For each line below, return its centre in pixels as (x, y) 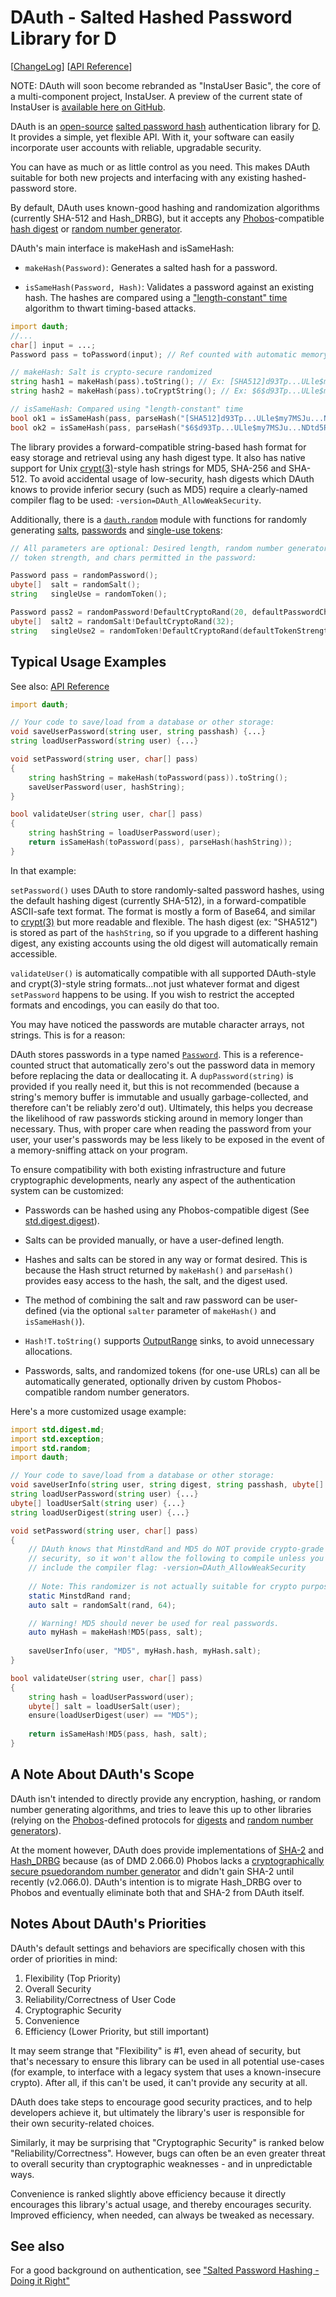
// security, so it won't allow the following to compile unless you (176, 1559)
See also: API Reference (60, 686)
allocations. (48, 1351)
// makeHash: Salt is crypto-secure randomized (111, 372)
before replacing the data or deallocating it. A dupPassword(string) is (152, 1075)
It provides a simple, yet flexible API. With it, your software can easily (152, 137)
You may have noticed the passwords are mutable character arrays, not (157, 1024)
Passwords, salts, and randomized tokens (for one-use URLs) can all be (172, 1370)
